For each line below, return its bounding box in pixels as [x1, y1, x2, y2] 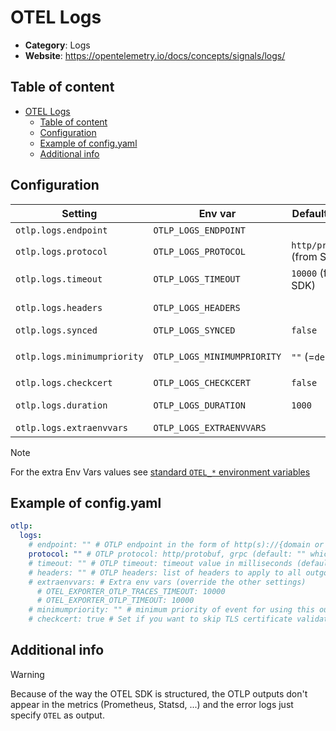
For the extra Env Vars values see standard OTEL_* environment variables [10, 466, 311, 478]
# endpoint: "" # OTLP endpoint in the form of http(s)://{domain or [28, 540, 325, 550]
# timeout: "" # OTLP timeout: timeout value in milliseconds [28, 558, 293, 568]
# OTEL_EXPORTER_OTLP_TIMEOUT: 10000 [36, 596, 195, 606]
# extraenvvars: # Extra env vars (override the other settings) [28, 577, 307, 587]
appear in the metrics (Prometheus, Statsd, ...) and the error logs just [10, 698, 294, 710]
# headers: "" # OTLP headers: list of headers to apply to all [28, 567, 302, 578]
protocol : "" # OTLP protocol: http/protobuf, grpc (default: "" [28, 549, 307, 559]
